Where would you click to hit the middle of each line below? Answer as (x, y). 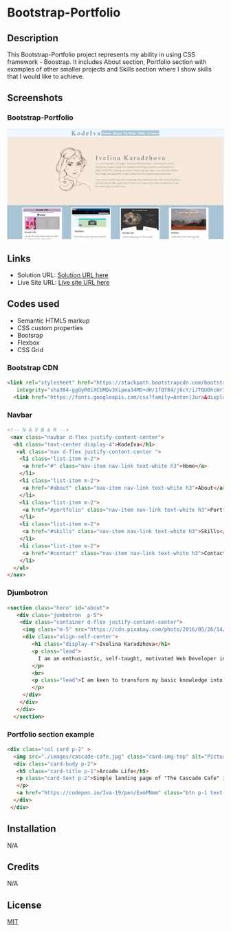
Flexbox (28, 343)
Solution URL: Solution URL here (63, 275)
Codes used (33, 304)
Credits (23, 867)
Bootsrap (30, 335)
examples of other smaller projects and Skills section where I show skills (109, 69)
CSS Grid (30, 349)
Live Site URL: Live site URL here (63, 282)
